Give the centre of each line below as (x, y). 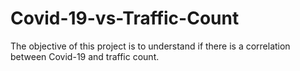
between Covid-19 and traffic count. (85, 56)
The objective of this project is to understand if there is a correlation (150, 46)
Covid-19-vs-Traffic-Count (125, 18)
